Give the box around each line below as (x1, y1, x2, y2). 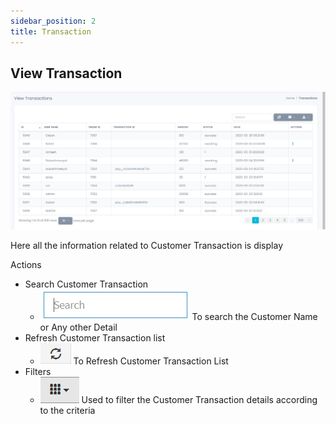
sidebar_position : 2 (10, 16, 97, 26)
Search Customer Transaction (24, 278, 149, 290)
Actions (10, 259, 42, 271)
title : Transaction (10, 26, 92, 37)
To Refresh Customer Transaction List (73, 355, 229, 367)
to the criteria (39, 405, 96, 417)
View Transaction (10, 65, 123, 82)
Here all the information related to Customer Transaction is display (10, 240, 283, 252)
